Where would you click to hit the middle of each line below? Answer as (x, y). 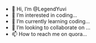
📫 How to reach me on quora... (49, 34)
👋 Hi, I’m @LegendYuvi (39, 9)
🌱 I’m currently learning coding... (51, 21)
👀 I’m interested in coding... (44, 15)
